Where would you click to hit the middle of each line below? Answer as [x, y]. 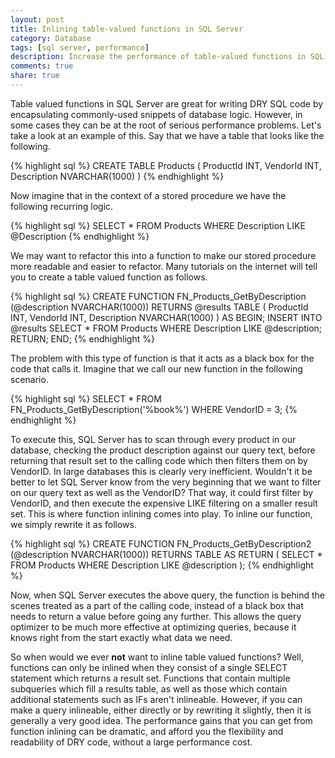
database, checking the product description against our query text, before [163, 450]
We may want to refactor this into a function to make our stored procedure [163, 255]
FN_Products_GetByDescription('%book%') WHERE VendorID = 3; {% [154, 409]
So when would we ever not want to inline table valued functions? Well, [157, 657]
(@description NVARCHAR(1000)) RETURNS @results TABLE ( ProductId [159, 307]
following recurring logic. [62, 206]
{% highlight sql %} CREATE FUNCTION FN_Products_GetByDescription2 [161, 543]
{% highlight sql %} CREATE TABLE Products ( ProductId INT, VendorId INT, [166, 165]
